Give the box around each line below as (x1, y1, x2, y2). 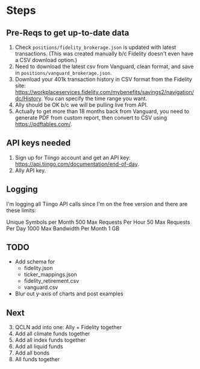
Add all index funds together (14, 336, 86, 344)
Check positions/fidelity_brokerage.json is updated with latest (14, 43, 177, 51)
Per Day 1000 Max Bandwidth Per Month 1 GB (6, 224, 119, 232)
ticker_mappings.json (23, 271, 77, 278)
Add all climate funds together (14, 330, 90, 338)
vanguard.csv (23, 284, 58, 291)
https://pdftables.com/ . (14, 121, 72, 127)
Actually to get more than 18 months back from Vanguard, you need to (14, 108, 190, 115)
